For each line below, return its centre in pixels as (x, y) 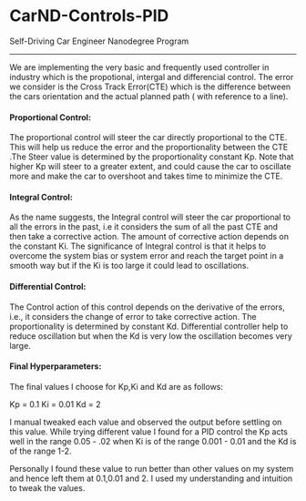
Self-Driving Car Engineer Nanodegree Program (99, 41)
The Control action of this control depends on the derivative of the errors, (147, 307)
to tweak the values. (47, 487)
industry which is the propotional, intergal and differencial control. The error (152, 77)
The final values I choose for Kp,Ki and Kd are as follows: (117, 386)
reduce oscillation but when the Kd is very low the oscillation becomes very (151, 336)
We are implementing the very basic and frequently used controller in (139, 67)
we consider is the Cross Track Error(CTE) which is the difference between (150, 87)
